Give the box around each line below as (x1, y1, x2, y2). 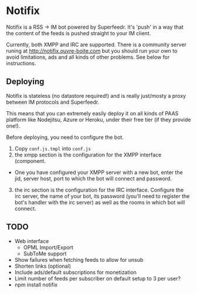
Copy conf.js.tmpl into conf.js (14, 145, 91, 152)
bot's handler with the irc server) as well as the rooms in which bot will (14, 199, 185, 206)
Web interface (14, 237, 49, 244)
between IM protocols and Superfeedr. (6, 98, 100, 105)
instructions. (6, 60, 36, 67)
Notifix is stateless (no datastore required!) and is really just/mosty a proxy (6, 92, 186, 99)
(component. (14, 157, 46, 165)
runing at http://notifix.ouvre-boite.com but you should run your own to (6, 47, 178, 54)
